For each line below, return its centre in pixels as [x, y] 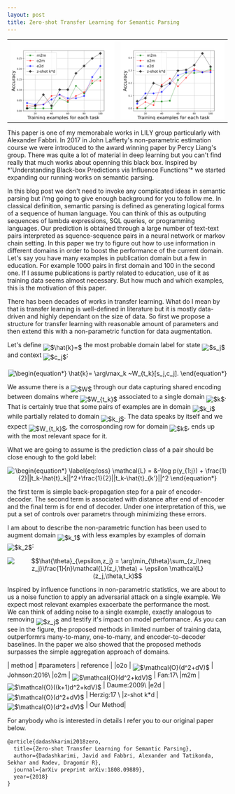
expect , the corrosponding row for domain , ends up [111, 426]
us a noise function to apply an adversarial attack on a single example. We [114, 597]
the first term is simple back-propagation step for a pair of [91, 492]
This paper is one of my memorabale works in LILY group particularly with [114, 133]
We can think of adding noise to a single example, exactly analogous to [109, 612]
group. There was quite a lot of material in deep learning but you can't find [114, 155]
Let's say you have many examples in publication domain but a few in [107, 258]
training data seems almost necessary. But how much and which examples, [116, 280]
